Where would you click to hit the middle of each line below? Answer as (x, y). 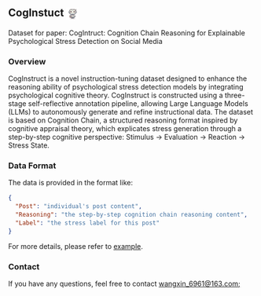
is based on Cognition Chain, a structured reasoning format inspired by (123, 120)
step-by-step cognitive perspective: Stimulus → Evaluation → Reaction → (127, 137)
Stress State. (29, 145)
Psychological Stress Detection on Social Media (85, 41)
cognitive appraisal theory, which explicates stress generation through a (125, 128)
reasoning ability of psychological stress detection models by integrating (126, 86)
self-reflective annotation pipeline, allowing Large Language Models (138, 103)
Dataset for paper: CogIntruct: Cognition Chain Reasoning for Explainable (127, 33)
